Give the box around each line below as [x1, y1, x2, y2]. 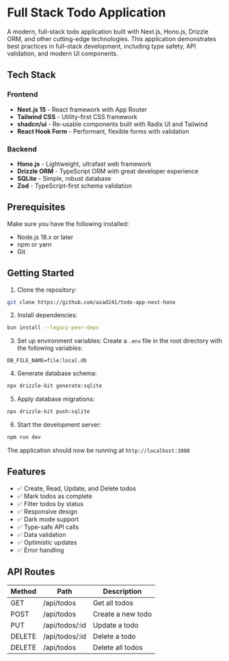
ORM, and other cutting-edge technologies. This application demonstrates [7, 34, 217, 42]
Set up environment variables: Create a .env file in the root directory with [16, 337, 222, 345]
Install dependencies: [16, 311, 78, 319]
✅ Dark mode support [16, 515, 79, 523]
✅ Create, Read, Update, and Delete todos [16, 484, 137, 492]
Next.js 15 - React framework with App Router [16, 105, 148, 114]
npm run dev [7, 434, 41, 441]
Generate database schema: [16, 369, 97, 377]
